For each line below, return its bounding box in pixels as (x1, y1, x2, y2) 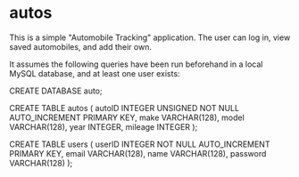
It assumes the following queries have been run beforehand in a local (9, 59, 263, 69)
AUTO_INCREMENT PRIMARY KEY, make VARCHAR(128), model (9, 112, 245, 123)
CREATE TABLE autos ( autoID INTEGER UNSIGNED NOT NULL (9, 102, 239, 113)
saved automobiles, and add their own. (9, 41, 152, 52)
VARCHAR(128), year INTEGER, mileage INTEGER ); (9, 121, 198, 132)
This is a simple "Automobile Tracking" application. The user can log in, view (9, 32, 291, 43)
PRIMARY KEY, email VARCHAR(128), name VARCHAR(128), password (9, 148, 267, 158)
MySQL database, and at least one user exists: (9, 68, 180, 78)
